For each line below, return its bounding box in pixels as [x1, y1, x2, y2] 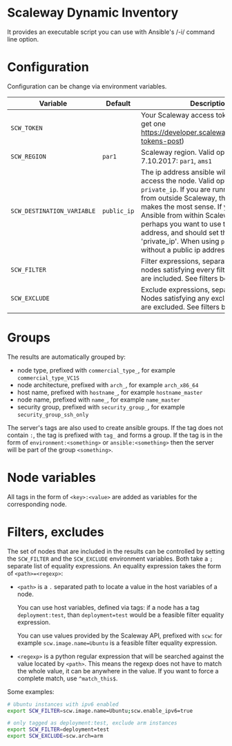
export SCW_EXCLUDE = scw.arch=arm [7, 733, 104, 740]
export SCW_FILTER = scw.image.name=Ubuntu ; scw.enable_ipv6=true [7, 707, 193, 714]
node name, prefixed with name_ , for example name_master [17, 395, 181, 404]
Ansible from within [141, 210, 204, 220]
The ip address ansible [141, 167, 215, 177]
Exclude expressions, [141, 285, 211, 295]
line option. [7, 35, 39, 43]
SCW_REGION [10, 152, 46, 160]
